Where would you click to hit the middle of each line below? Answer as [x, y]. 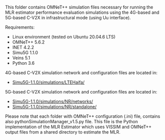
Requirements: [20, 27]
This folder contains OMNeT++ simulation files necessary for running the [79, 7]
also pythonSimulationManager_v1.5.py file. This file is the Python [72, 121]
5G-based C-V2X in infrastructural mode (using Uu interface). [68, 18]
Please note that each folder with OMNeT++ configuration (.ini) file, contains [83, 116]
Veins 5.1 [21, 58]
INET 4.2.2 [23, 47]
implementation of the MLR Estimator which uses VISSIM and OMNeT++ [78, 127]
